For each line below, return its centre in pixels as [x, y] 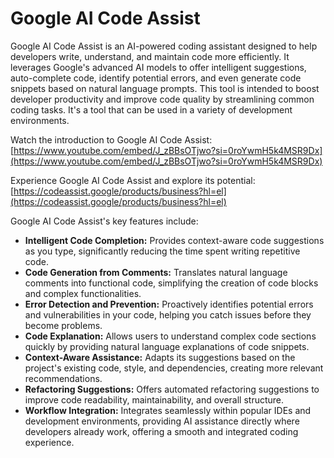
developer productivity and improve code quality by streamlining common [162, 99]
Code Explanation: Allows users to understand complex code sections [170, 336]
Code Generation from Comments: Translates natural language [156, 272]
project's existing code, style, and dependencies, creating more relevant [174, 368]
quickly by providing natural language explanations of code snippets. [167, 346]
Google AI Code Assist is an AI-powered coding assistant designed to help [164, 46]
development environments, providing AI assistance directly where [162, 421]
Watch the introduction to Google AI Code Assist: [111, 139]
